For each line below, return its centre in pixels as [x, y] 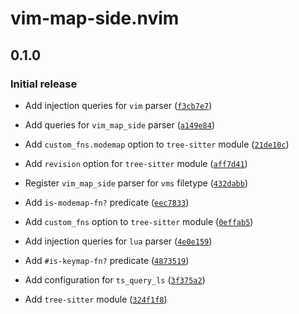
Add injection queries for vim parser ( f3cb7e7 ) [118, 105]
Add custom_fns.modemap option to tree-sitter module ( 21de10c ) [157, 144]
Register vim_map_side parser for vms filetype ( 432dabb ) [136, 183]
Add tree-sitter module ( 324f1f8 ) [96, 299]
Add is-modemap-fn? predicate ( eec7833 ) [107, 202]
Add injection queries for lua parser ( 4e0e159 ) [118, 241]
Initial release [44, 84]
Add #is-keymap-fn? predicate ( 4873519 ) [107, 260]
